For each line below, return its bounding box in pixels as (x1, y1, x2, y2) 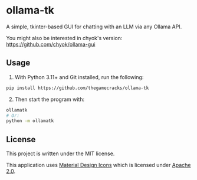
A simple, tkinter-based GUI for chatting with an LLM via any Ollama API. (6, 23, 182, 30)
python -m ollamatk (6, 118, 54, 124)
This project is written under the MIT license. (6, 150, 115, 157)
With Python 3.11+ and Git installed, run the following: (14, 73, 144, 80)
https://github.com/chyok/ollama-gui (6, 41, 96, 48)
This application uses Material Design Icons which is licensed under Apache (6, 162, 191, 169)
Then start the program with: (14, 96, 85, 103)
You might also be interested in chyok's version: (6, 34, 123, 41)
